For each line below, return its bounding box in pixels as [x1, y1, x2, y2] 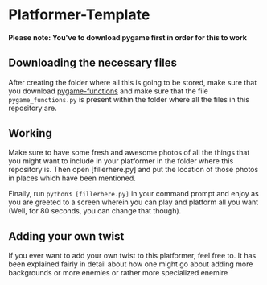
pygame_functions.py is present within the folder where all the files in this [8, 94, 249, 104]
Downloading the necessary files [8, 56, 178, 70]
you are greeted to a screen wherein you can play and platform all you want [8, 197, 259, 207]
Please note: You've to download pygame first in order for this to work [8, 32, 248, 42]
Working [8, 126, 52, 140]
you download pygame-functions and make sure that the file [8, 86, 209, 96]
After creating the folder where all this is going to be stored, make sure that [8, 77, 257, 87]
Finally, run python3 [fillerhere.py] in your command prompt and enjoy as [8, 189, 259, 199]
